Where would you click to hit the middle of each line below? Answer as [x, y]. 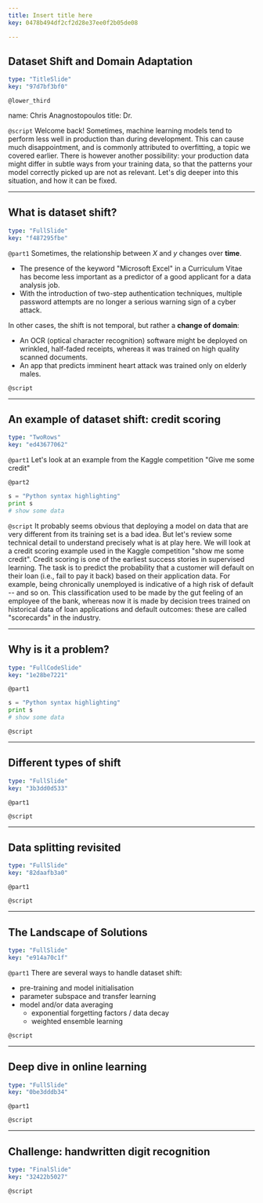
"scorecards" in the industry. [54, 618]
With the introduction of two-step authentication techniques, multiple [131, 293]
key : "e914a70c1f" [38, 957]
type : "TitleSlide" [40, 79]
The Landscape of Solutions [78, 932]
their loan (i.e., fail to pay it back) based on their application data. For [119, 576]
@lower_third [29, 101]
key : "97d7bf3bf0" [38, 87]
